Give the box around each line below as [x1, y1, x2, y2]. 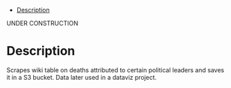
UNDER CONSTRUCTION [6, 19, 79, 27]
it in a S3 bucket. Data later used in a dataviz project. [6, 73, 157, 81]
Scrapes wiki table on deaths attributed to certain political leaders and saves [6, 65, 225, 74]
